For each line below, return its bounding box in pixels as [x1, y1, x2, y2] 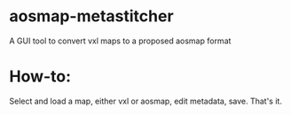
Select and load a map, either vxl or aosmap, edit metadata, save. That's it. [9, 96, 282, 106]
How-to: [9, 66, 72, 87]
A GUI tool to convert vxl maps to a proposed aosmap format [9, 35, 232, 46]
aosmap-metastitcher [9, 6, 175, 27]
